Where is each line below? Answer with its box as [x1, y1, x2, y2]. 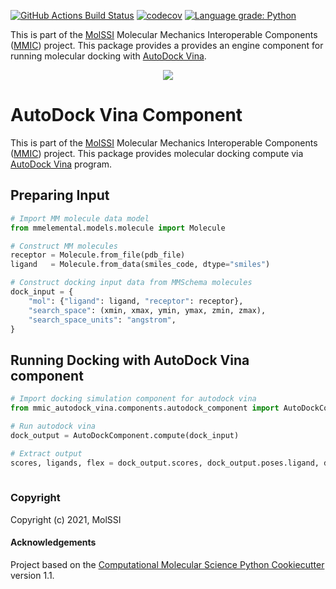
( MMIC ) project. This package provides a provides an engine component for [10, 40, 324, 51]
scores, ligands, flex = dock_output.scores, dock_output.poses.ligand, [10, 458, 320, 468]
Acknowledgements [10, 536, 97, 549]
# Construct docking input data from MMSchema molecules [10, 278, 253, 288]
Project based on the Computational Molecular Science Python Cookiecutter [10, 558, 325, 570]
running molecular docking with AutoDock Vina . [10, 50, 207, 62]
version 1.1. [10, 569, 55, 581]
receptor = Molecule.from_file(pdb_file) [10, 250, 186, 260]
